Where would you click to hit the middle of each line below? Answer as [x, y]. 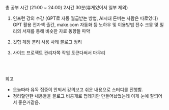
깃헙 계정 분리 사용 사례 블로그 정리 [47, 42]
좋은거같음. [29, 102]
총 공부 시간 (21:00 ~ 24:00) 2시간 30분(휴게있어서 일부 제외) [67, 7]
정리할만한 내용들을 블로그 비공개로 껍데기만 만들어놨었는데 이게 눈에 [81, 96]
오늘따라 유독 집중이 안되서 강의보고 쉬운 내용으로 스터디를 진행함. [78, 90]
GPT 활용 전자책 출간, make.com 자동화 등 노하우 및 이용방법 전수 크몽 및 [86, 25]
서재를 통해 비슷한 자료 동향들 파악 [56, 31]
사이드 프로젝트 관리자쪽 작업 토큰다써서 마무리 [59, 53]
